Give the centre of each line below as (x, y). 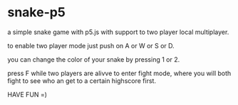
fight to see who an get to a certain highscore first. (82, 81)
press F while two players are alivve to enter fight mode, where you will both (119, 73)
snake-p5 (36, 12)
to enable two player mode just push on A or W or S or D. (91, 45)
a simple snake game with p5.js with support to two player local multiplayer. (118, 32)
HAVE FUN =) (27, 94)
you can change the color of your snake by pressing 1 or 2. (94, 59)
